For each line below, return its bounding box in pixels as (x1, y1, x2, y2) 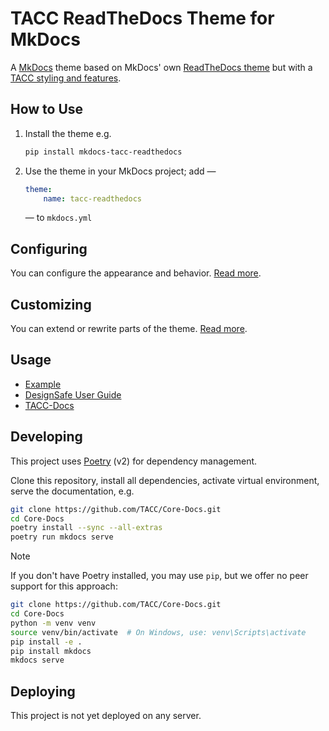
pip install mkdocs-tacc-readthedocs (24, 147, 183, 157)
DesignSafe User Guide (24, 388, 122, 401)
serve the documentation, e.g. (10, 485, 135, 497)
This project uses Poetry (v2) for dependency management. (10, 455, 258, 467)
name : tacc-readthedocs (43, 193, 142, 204)
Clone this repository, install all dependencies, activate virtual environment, (10, 474, 320, 486)
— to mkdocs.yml (24, 212, 93, 224)
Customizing (10, 296, 92, 313)
